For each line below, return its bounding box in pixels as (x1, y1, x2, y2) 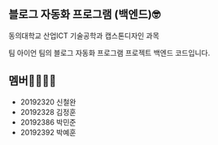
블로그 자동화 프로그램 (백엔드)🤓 (8, 7, 161, 22)
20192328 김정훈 (20, 107, 76, 117)
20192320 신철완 (20, 96, 76, 107)
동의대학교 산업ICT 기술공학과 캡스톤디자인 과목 (8, 31, 160, 41)
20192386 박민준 (20, 117, 76, 127)
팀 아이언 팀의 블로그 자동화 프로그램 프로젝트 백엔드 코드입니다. (8, 48, 211, 58)
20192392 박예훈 (20, 127, 76, 137)
